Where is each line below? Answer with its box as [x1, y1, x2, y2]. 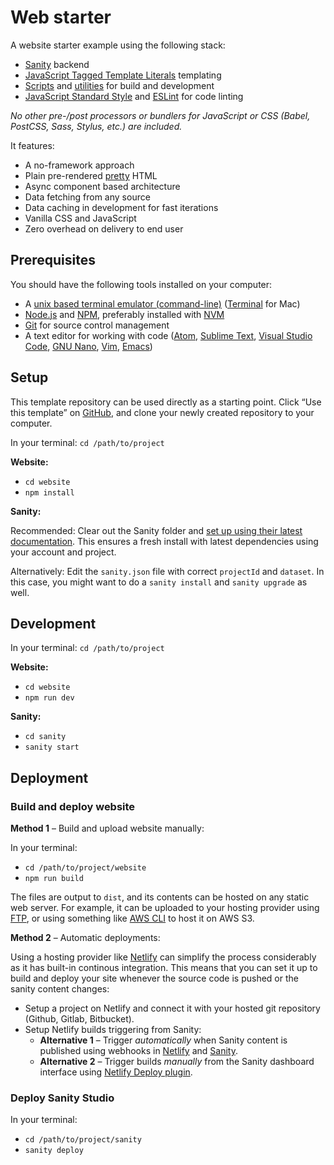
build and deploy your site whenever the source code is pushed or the [10, 972, 299, 985]
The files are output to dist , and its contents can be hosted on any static [10, 891, 310, 903]
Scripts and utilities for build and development [24, 79, 215, 91]
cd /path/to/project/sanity [24, 1135, 142, 1145]
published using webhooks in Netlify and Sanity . [39, 1045, 238, 1057]
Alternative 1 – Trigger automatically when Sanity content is [39, 1034, 288, 1046]
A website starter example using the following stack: [10, 39, 226, 51]
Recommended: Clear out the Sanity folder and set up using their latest [10, 524, 303, 536]
